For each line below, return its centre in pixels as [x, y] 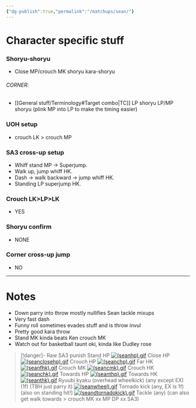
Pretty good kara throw [42, 331]
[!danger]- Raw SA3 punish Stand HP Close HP [95, 355]
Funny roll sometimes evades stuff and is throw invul [78, 325]
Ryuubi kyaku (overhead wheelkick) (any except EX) [121, 380]
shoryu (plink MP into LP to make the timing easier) [76, 109]
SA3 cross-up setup [35, 152]
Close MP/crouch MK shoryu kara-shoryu [65, 71]
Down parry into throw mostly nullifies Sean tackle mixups [84, 313]
